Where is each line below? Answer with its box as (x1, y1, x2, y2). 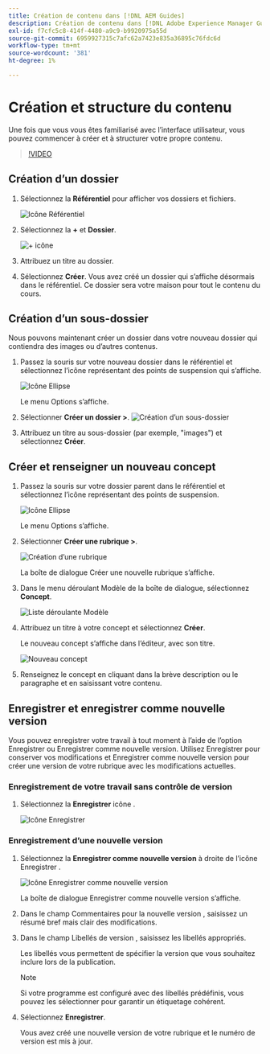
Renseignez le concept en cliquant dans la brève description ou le (19, 670, 239, 679)
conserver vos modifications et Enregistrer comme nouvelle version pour (8, 753, 250, 762)
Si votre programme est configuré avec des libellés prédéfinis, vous (19, 988, 244, 998)
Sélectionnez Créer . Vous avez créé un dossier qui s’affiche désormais (19, 271, 256, 281)
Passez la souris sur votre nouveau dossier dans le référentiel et (19, 357, 233, 367)
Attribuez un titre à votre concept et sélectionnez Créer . (19, 623, 206, 633)
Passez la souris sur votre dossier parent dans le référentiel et (19, 482, 226, 491)
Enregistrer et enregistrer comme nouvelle (8, 701, 226, 716)
